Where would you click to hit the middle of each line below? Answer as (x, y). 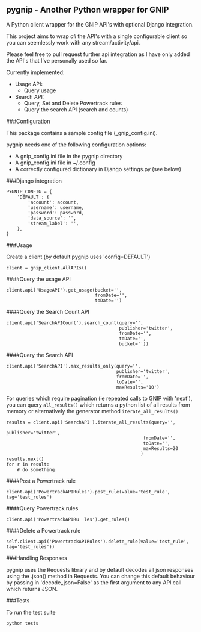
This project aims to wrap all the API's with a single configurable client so (97, 36)
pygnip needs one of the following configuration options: (76, 145)
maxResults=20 (161, 448)
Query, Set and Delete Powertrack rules (73, 103)
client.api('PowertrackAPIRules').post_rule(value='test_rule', (88, 492)
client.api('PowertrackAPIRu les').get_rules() (68, 519)
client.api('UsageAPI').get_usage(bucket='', (64, 290)
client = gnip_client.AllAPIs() (46, 268)
